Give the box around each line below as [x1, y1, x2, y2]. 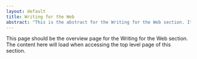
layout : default [6, 8, 46, 14]
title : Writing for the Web [6, 14, 75, 20]
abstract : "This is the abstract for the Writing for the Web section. [6, 19, 185, 25]
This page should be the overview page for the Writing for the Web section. [6, 35, 188, 42]
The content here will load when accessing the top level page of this [6, 41, 171, 48]
